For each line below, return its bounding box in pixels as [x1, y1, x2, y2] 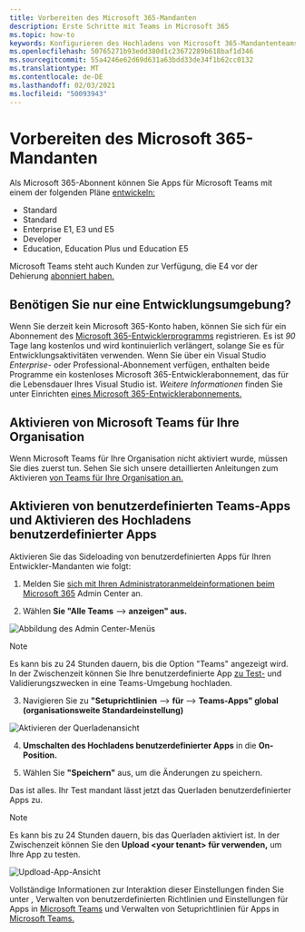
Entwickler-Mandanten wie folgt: [9, 560, 132, 572]
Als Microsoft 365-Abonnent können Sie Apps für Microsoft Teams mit [9, 178, 272, 189]
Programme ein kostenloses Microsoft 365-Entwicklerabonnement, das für [9, 369, 289, 380]
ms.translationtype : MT [9, 64, 100, 74]
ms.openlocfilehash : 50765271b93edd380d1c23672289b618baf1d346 [9, 47, 254, 56]
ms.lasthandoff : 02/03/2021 [9, 81, 116, 90]
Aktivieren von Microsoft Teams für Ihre [9, 415, 240, 430]
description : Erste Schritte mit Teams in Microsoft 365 [9, 22, 230, 31]
